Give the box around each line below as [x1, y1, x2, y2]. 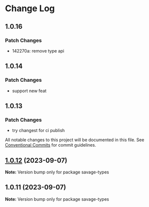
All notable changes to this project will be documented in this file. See [5, 137, 145, 143]
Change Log [5, 3, 55, 14]
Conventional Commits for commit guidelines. [5, 142, 96, 148]
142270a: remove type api [12, 48, 65, 54]
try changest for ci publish [12, 128, 65, 133]
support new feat [12, 88, 47, 94]
